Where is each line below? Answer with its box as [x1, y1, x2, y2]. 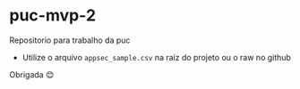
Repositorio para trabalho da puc [9, 35, 131, 45]
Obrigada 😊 [9, 69, 55, 80]
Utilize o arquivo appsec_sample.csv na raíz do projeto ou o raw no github [21, 52, 291, 62]
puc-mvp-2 [9, 5, 97, 26]
